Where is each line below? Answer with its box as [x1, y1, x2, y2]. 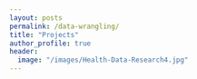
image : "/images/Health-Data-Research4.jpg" [17, 55, 189, 64]
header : [9, 47, 39, 56]
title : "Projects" [9, 30, 79, 39]
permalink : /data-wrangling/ [9, 22, 120, 31]
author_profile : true [9, 38, 92, 48]
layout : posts [9, 13, 64, 23]
